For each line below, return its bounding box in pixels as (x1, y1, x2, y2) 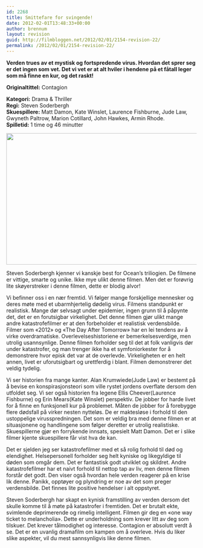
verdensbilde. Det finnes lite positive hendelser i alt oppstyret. (6, 484, 161, 491)
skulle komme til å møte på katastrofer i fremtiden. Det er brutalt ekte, (6, 502, 179, 509)
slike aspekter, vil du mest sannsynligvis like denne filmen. (6, 534, 152, 541)
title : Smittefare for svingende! (6, 15, 94, 21)
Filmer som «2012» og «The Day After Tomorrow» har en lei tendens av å (6, 326, 188, 333)
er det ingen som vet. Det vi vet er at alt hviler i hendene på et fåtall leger (6, 65, 192, 73)
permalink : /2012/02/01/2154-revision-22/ (6, 43, 115, 49)
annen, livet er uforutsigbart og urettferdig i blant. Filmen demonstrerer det (6, 358, 192, 366)
